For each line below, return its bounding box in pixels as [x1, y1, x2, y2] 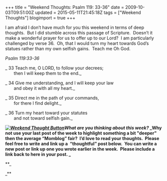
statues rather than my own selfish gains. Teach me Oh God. [5, 46, 131, 51]
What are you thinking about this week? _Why [64, 125, 162, 131]
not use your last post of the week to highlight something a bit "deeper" [5, 130, 157, 136]
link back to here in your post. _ [5, 152, 71, 157]
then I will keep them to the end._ [13, 70, 82, 76]
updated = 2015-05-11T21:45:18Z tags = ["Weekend [35, 9, 141, 15]
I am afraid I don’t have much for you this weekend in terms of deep [5, 24, 145, 30]
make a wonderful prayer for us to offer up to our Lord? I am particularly [5, 35, 155, 41]
